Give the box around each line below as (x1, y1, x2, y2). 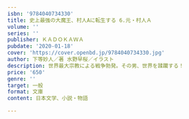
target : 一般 (7, 82, 44, 89)
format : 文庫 (7, 88, 44, 95)
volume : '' (7, 23, 39, 30)
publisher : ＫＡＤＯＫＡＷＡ (7, 36, 84, 43)
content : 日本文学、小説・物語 (7, 95, 89, 102)
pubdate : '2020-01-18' (7, 43, 74, 50)
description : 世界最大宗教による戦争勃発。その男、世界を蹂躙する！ (7, 62, 184, 69)
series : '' (7, 29, 39, 37)
